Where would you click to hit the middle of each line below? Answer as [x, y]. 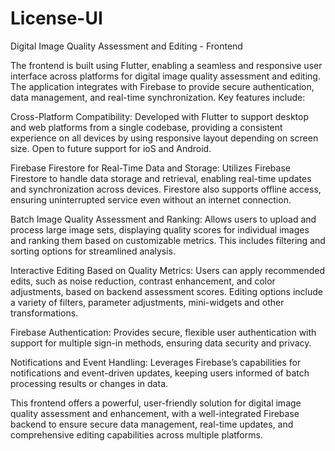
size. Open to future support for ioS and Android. [111, 148]
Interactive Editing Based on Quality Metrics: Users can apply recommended [167, 270]
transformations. [44, 313]
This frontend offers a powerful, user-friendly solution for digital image [156, 403]
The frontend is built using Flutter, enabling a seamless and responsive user [166, 65]
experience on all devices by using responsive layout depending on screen [164, 138]
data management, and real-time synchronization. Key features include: [158, 97]
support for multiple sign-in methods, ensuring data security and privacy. [161, 343]
